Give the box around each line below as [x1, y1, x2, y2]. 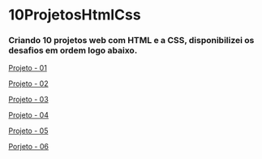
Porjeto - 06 [8, 142, 49, 152]
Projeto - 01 [8, 63, 47, 73]
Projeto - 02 [8, 79, 49, 88]
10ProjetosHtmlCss [8, 6, 141, 24]
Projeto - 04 [8, 110, 49, 120]
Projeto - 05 [8, 126, 49, 135]
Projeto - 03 [8, 95, 49, 105]
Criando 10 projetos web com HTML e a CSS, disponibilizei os [8, 35, 255, 46]
